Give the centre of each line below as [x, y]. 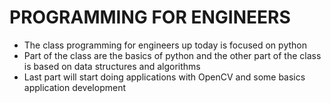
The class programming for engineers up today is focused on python [165, 45]
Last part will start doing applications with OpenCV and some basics [164, 77]
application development [75, 87]
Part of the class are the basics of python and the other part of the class [172, 55]
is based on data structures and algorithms [112, 66]
